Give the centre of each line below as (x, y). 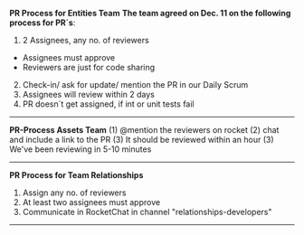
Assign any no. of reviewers (74, 193)
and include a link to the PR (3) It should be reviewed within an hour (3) (142, 140)
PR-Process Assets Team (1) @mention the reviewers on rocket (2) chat (144, 130)
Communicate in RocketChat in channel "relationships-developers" (147, 212)
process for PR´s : (43, 23)
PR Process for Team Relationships (76, 175)
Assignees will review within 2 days (89, 94)
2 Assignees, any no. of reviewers (85, 40)
